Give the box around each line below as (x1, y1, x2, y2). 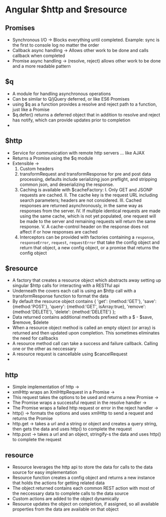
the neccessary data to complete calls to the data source (12, 490, 129, 497)
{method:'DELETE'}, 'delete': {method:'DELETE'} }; (12, 309, 116, 315)
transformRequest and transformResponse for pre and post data (19, 171, 151, 177)
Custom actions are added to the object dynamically (12, 496, 119, 502)
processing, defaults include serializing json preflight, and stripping (19, 176, 158, 182)
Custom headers (19, 166, 54, 172)
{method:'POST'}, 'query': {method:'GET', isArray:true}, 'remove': (12, 304, 146, 310)
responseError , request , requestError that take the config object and (19, 239, 160, 245)
